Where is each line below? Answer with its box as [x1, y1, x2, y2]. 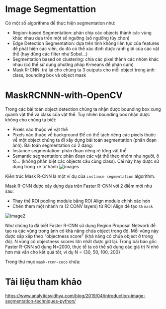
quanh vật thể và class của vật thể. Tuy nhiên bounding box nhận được [5, 111, 150, 117]
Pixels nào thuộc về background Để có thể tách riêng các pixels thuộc [12, 131, 156, 138]
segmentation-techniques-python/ [5, 298, 76, 304]
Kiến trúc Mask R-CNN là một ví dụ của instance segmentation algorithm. [5, 173, 156, 179]
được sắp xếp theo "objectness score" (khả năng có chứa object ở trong [5, 233, 153, 239]
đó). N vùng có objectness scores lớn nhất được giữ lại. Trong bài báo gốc [5, 238, 157, 244]
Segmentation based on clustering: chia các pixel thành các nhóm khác [12, 56, 159, 62]
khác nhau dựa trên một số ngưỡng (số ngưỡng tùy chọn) [12, 35, 130, 41]
